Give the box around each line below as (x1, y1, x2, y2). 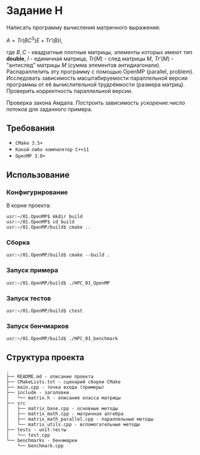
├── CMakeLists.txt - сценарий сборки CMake (6, 379, 121, 385)
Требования (6, 123, 55, 133)
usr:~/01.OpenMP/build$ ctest (6, 308, 83, 314)
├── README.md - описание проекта (6, 373, 94, 380)
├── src (6, 400, 26, 406)
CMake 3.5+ (15, 141, 43, 147)
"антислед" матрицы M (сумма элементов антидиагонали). (6, 61, 161, 69)
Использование (6, 170, 70, 180)
